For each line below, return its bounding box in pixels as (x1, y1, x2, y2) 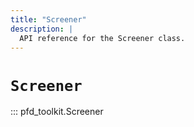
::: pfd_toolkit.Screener (10, 106, 104, 118)
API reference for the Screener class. (19, 33, 186, 43)
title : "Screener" (10, 14, 87, 25)
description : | (10, 24, 74, 34)
